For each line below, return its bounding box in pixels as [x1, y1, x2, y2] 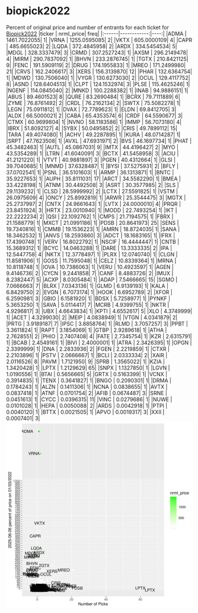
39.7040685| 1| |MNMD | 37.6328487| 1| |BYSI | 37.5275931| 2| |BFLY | [6, 162, 179, 170]
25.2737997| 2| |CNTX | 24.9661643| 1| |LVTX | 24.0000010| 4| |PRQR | [6, 200, 181, 207]
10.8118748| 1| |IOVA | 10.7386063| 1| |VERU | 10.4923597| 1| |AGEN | [6, 263, 174, 271]
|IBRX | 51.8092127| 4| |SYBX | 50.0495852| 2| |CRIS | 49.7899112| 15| [6, 125, 178, 132]
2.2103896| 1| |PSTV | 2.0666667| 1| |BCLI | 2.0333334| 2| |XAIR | [6, 351, 168, 358]
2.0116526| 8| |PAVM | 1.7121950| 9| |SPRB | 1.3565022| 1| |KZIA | [6, 358, 165, 365]
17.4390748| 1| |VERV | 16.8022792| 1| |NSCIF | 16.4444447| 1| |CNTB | [6, 238, 180, 245]
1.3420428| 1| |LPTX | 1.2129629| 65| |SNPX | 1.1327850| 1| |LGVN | [6, 364, 170, 371]
